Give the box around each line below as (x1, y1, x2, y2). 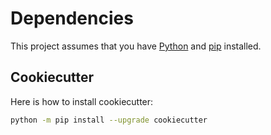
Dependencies (10, 7, 134, 30)
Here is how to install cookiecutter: (10, 95, 154, 107)
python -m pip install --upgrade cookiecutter (10, 115, 208, 125)
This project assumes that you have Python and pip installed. (10, 40, 262, 52)
